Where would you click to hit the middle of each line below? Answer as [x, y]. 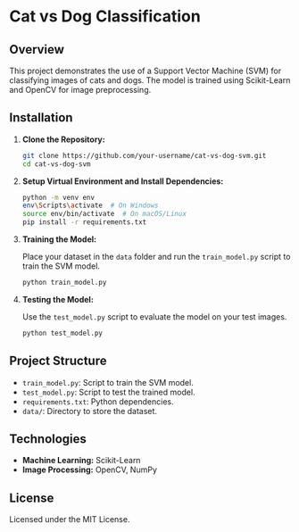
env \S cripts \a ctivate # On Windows [90, 206]
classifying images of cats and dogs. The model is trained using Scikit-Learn [150, 80]
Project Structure [58, 361]
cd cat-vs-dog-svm [56, 164]
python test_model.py [62, 333]
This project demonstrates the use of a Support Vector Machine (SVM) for [145, 71]
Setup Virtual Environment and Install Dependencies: [123, 181]
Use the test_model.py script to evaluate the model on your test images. [154, 316]
